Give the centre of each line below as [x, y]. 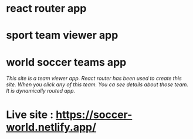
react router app [46, 9]
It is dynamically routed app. [41, 91]
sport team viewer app [62, 35]
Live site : [30, 115]
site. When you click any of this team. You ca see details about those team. [97, 84]
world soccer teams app [66, 62]
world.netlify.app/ [51, 127]
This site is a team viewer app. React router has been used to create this [94, 79]
